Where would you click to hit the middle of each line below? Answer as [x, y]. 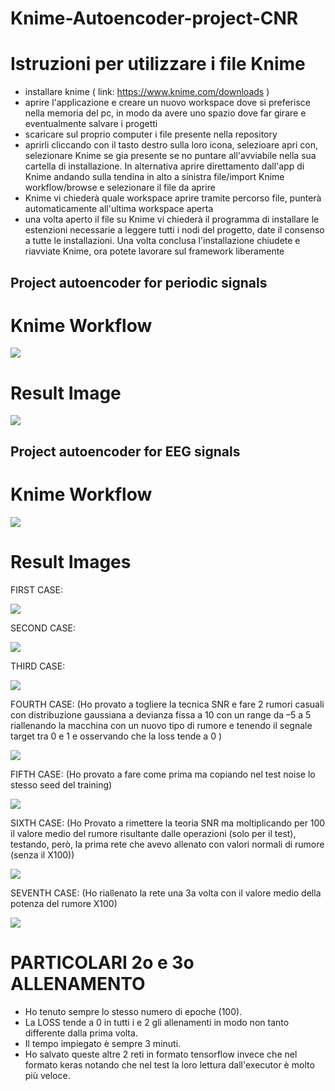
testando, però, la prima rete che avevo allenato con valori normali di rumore [167, 844]
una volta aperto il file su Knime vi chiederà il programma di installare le [172, 219]
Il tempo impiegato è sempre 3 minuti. [103, 1043]
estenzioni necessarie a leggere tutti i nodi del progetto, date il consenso [174, 230]
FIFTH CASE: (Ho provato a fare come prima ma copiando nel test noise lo [163, 774]
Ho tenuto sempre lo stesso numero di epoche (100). [133, 1011]
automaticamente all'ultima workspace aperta [119, 209]
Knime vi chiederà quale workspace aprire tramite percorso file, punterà [173, 198]
